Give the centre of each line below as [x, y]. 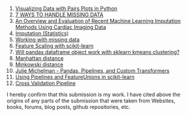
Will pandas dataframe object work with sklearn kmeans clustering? [97, 52]
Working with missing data [47, 40]
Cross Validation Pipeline [45, 83]
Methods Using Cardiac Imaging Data [61, 27]
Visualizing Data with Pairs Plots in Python [66, 8]
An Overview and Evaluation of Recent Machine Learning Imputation [98, 21]
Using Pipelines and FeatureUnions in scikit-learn [75, 77]
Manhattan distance [39, 58]
